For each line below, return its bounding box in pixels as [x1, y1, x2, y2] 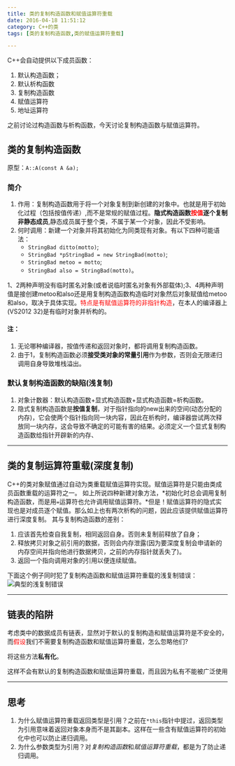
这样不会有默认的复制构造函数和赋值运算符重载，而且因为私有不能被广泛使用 [7, 667, 228, 676]
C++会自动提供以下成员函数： [7, 56, 94, 65]
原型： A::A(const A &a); [7, 163, 79, 172]
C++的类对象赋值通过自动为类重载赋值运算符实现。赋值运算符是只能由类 [7, 480, 216, 488]
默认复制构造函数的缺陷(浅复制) [7, 378, 113, 388]
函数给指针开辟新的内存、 [23, 431, 98, 439]
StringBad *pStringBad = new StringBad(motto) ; [27, 250, 168, 259]
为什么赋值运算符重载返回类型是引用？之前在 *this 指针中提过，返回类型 [17, 716, 224, 725]
